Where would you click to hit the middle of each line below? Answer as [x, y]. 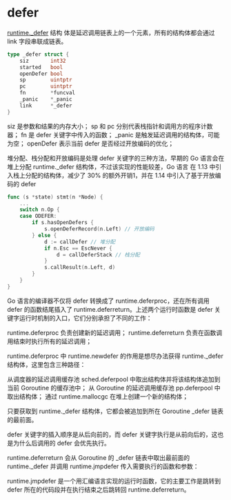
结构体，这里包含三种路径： [47, 364]
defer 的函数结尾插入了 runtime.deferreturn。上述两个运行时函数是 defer [110, 309]
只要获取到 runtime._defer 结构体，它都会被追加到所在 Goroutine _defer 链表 [115, 411]
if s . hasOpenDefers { [63, 223]
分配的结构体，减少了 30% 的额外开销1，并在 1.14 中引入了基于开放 [120, 175]
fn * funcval [48, 93]
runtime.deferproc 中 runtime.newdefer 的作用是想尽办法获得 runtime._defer [115, 356]
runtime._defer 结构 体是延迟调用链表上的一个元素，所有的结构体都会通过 [111, 32]
